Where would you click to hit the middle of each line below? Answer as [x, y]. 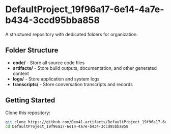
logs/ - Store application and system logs [56, 79]
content [21, 73]
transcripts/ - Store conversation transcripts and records [73, 84]
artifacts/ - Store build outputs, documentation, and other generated [84, 68]
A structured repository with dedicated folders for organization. [72, 34]
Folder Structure [32, 50]
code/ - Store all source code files [49, 63]
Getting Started [30, 100]
